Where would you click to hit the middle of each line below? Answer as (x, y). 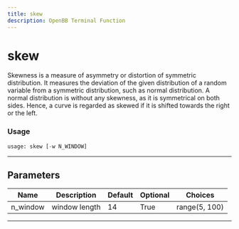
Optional (155, 195)
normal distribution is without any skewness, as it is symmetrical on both (114, 98)
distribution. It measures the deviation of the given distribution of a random (117, 83)
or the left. (22, 113)
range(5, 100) (200, 207)
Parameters (34, 175)
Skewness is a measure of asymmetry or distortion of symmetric (102, 75)
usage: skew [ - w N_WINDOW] (47, 147)
